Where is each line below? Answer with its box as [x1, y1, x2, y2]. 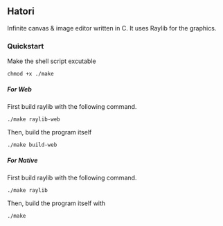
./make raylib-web [7, 116, 60, 123]
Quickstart [7, 41, 44, 51]
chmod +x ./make [7, 71, 54, 78]
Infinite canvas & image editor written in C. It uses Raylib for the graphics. [7, 24, 217, 32]
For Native [7, 156, 38, 164]
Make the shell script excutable [7, 57, 96, 65]
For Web [7, 85, 33, 93]
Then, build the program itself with [7, 199, 106, 207]
